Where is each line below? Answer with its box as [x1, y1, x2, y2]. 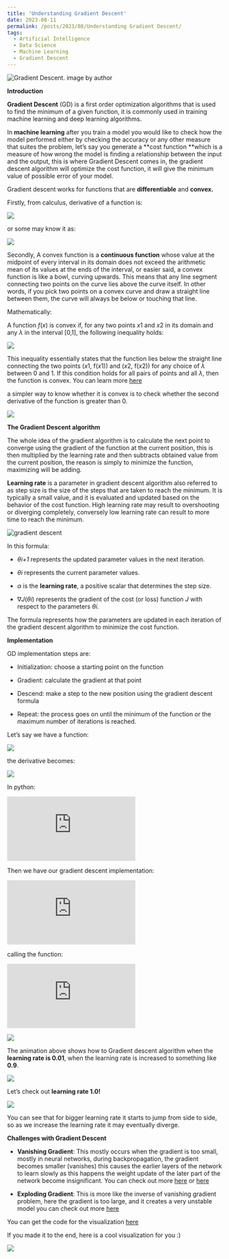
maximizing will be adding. [7, 465, 82, 473]
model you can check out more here [16, 1204, 120, 1212]
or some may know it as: [7, 224, 77, 233]
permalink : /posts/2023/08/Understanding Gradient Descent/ [7, 23, 183, 30]
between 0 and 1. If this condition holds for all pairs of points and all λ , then [7, 368, 219, 377]
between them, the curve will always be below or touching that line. [7, 294, 198, 303]
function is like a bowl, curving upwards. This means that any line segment [7, 272, 217, 281]
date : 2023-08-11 [7, 16, 57, 23]
